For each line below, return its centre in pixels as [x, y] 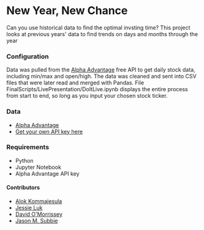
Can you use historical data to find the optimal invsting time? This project [98, 28]
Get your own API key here [49, 132]
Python [24, 160]
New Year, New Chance [67, 11]
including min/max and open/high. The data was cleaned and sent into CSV [102, 76]
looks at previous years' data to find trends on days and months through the [102, 34]
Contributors [23, 188]
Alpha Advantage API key [47, 173]
